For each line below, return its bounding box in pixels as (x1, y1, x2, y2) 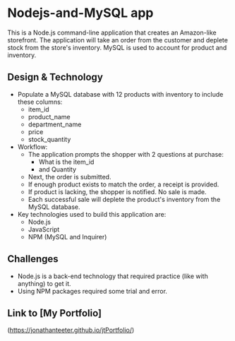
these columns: (17, 97, 63, 106)
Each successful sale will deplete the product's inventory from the (28, 195, 221, 203)
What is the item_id (38, 157, 95, 166)
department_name (28, 120, 82, 128)
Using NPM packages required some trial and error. (17, 287, 168, 295)
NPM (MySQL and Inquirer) (28, 232, 107, 241)
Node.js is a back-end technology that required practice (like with (17, 272, 208, 280)
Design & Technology (7, 71, 104, 83)
